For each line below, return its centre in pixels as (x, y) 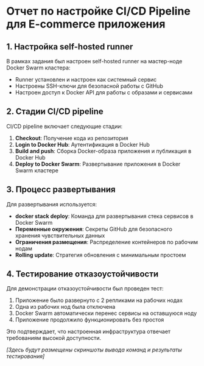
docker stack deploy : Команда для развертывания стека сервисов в (104, 216)
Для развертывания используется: (52, 204)
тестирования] (26, 356)
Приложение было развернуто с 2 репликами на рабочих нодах (99, 300)
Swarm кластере (37, 170)
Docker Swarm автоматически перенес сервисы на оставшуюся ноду (106, 313)
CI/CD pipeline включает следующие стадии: (65, 126)
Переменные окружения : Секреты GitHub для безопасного (93, 229)
